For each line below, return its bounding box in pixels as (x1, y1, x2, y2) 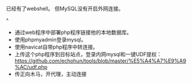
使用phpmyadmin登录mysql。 (14, 36, 87, 43)
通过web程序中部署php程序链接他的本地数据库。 (14, 29, 132, 36)
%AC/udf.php (14, 64, 48, 70)
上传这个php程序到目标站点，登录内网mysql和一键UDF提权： (14, 51, 162, 57)
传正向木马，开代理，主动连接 (14, 71, 87, 77)
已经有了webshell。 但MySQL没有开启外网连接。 (6, 5, 124, 12)
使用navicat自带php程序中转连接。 (14, 43, 98, 50)
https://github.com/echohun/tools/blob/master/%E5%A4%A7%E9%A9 (14, 57, 186, 64)
